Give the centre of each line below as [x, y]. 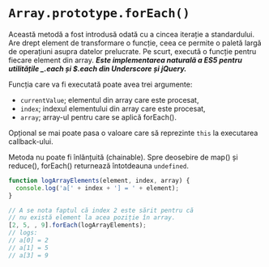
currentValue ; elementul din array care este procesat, [109, 100]
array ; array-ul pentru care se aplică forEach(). [98, 117]
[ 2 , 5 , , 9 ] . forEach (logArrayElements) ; [78, 225]
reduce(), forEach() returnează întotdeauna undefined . [98, 165]
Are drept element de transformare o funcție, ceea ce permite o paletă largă [135, 43]
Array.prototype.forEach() [99, 13]
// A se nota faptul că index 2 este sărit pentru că [101, 210]
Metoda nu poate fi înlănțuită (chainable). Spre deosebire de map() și [123, 157]
